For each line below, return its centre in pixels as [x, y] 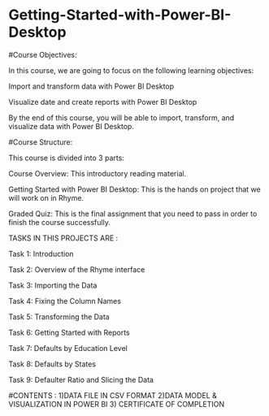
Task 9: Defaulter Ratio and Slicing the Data [81, 379]
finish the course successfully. [60, 222]
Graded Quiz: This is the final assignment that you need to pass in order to [133, 214]
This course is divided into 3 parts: [66, 158]
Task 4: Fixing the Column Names [65, 301]
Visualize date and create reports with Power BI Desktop [103, 102]
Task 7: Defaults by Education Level [68, 348]
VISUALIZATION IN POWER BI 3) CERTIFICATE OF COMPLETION [117, 404]
